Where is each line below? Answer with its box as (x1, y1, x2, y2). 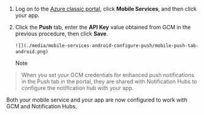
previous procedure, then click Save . (15, 30, 108, 37)
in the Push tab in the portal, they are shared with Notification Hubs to (21, 78, 197, 85)
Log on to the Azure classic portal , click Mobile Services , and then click (15, 6, 197, 12)
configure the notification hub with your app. (21, 84, 134, 91)
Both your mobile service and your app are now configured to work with (6, 96, 188, 103)
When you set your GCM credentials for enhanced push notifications (21, 72, 194, 78)
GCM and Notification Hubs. (6, 103, 78, 109)
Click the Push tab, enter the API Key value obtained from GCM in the (15, 24, 191, 31)
